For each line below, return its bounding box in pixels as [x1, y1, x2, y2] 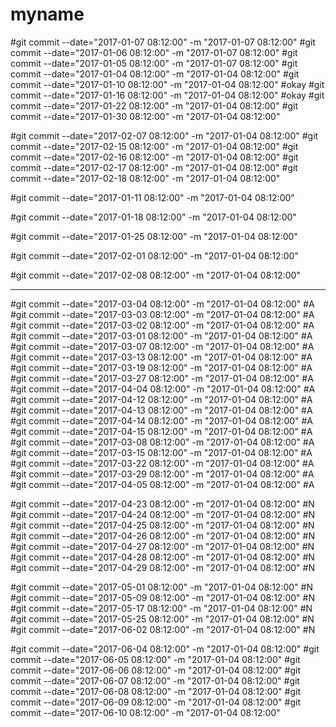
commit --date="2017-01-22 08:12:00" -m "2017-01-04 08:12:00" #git [10, 99, 299, 112]
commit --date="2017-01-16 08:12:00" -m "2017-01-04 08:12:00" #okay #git [10, 89, 325, 101]
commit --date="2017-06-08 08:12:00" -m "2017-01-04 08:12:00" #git [10, 685, 301, 697]
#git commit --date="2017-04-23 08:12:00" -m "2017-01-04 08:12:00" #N [10, 498, 315, 510]
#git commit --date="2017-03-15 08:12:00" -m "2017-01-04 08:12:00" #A [10, 446, 313, 458]
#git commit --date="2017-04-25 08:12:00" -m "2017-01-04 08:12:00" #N [10, 519, 315, 531]
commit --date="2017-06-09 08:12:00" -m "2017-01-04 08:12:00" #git [10, 696, 301, 708]
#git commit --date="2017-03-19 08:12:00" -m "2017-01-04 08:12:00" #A [10, 361, 313, 373]
